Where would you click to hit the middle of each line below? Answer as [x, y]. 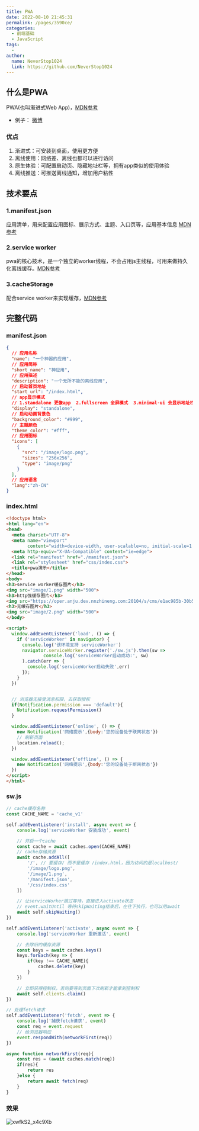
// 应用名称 [24, 354]
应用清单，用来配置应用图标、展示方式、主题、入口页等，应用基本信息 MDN [99, 224]
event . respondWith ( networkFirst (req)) [65, 1037]
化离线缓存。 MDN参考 [33, 269]
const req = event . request [50, 1027]
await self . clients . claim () [51, 994]
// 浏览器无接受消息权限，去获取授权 [51, 699]
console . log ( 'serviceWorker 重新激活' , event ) [73, 934]
